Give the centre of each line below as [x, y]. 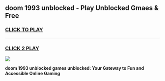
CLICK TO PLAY [24, 30]
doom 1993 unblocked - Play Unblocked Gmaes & [82, 8]
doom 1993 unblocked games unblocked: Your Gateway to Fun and [75, 68]
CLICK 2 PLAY [22, 48]
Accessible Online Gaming [33, 73]
